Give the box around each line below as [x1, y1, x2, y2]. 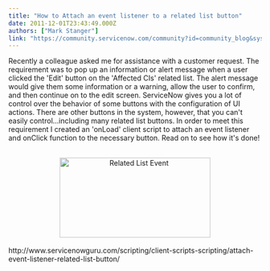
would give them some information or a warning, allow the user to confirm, [8, 82, 256, 92]
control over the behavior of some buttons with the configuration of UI [8, 99, 241, 109]
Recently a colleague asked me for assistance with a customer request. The [8, 56, 260, 66]
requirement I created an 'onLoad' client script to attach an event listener [8, 125, 250, 134]
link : [8, 34, 27, 43]
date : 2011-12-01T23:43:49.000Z [8, 19, 117, 27]
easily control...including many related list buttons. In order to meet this [8, 116, 243, 125]
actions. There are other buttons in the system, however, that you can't [8, 108, 243, 117]
